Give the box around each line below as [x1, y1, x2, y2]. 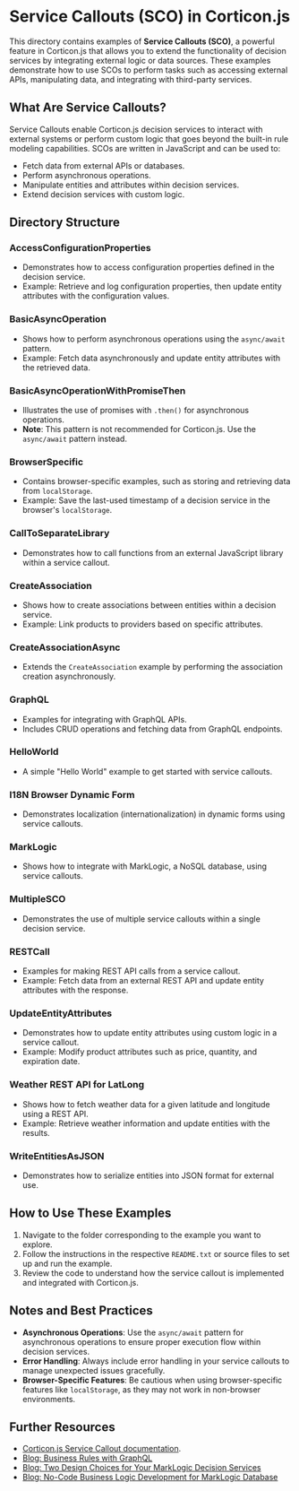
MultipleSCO [9, 893, 66, 906]
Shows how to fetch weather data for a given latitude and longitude [21, 1098, 270, 1109]
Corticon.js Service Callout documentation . [21, 1443, 182, 1454]
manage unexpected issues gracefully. [21, 1365, 166, 1375]
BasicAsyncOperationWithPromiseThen [9, 384, 186, 396]
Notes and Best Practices [9, 1303, 154, 1319]
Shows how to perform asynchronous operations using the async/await [21, 334, 286, 344]
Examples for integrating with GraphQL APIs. [21, 714, 187, 724]
